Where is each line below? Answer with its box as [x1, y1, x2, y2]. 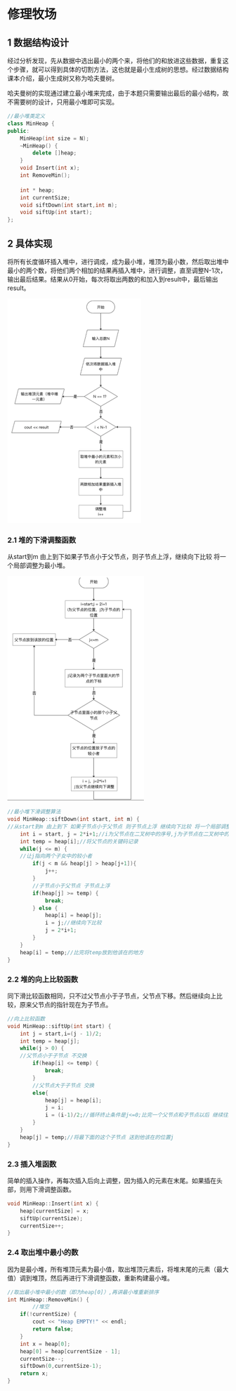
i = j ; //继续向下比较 [44, 919, 102, 927]
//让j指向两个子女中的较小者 [20, 852, 93, 860]
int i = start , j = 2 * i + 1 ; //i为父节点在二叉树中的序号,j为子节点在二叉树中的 [20, 830, 230, 838]
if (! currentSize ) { [20, 1311, 77, 1318]
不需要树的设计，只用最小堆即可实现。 [7, 98, 118, 106]
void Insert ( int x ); [20, 164, 80, 172]
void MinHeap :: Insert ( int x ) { [7, 1200, 99, 1207]
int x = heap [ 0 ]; [20, 1340, 71, 1347]
